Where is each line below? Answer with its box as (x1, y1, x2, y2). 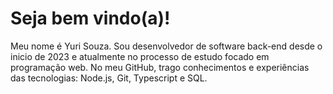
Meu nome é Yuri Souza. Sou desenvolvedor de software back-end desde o (10, 40, 323, 52)
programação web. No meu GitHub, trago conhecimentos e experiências (10, 61, 310, 73)
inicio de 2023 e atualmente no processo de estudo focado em (10, 50, 270, 62)
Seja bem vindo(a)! (10, 7, 171, 30)
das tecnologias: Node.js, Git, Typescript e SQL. (10, 72, 208, 84)
